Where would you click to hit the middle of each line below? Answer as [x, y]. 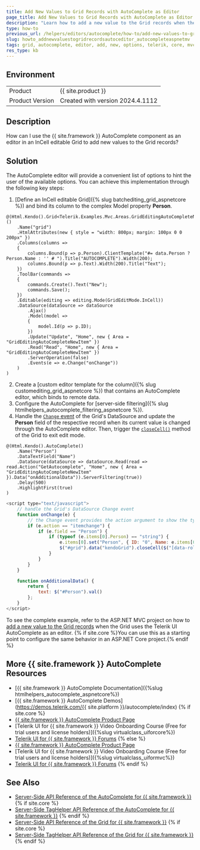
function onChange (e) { [46, 514]
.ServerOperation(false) [58, 358]
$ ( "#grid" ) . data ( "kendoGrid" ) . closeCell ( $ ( [114, 548]
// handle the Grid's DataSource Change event [76, 509]
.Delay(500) [32, 483]
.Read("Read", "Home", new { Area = [73, 347]
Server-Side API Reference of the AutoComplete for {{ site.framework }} [103, 797]
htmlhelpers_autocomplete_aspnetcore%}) [67, 694]
